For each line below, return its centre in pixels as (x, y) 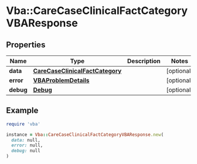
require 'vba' (23, 124)
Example (22, 111)
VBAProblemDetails (61, 80)
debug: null (26, 151)
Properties (26, 45)
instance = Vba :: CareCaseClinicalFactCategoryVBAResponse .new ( (85, 135)
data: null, (26, 140)
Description (144, 61)
